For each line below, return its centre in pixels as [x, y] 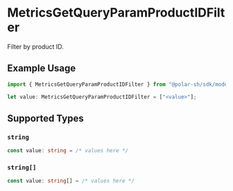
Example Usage [42, 68]
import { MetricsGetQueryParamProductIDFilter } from [87, 84]
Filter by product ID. [35, 46]
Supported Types [46, 118]
